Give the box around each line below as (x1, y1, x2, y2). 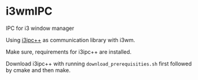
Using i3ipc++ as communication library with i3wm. (5, 36, 136, 43)
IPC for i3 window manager (5, 24, 75, 32)
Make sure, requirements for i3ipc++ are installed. (5, 48, 132, 56)
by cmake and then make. (5, 66, 71, 74)
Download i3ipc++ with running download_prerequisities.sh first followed (5, 60, 192, 67)
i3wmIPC (5, 4, 53, 18)
